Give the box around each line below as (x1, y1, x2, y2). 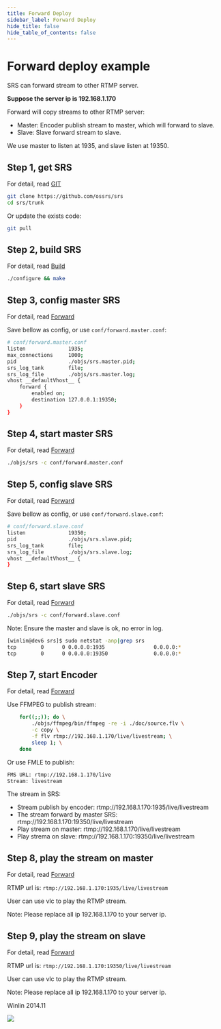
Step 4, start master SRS (7, 428, 114, 440)
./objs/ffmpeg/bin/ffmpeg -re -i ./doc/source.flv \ (31, 720, 185, 727)
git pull (7, 225, 32, 232)
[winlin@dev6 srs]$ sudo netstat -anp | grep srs (7, 637, 145, 644)
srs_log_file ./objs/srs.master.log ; (7, 371, 136, 377)
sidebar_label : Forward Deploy (7, 16, 96, 23)
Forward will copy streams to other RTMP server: (7, 108, 145, 116)
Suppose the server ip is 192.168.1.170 (7, 95, 117, 103)
